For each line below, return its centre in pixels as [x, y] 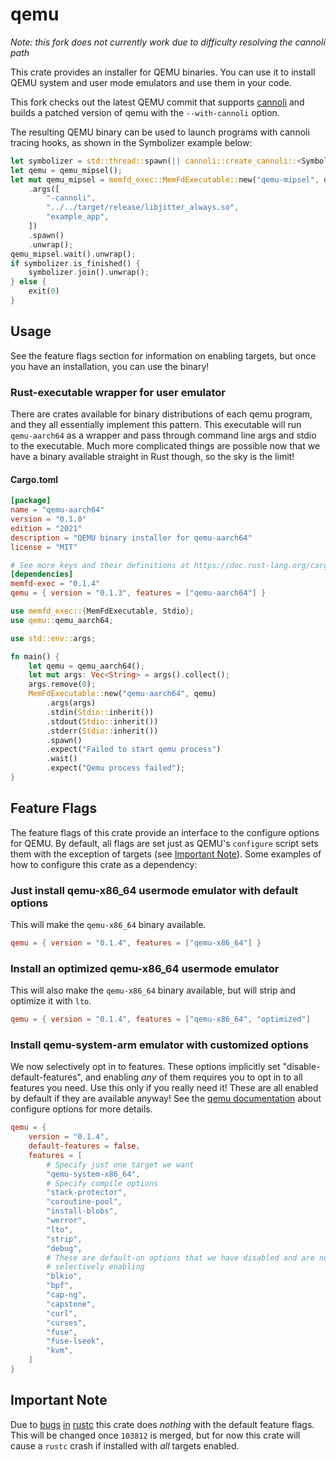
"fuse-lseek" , [75, 1341]
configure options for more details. [81, 1109]
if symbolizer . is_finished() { [75, 263]
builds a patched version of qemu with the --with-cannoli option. [145, 112]
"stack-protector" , [87, 1193]
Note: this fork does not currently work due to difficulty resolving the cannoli [168, 42]
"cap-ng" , [66, 1295]
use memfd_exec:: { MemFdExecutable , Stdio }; [102, 611]
